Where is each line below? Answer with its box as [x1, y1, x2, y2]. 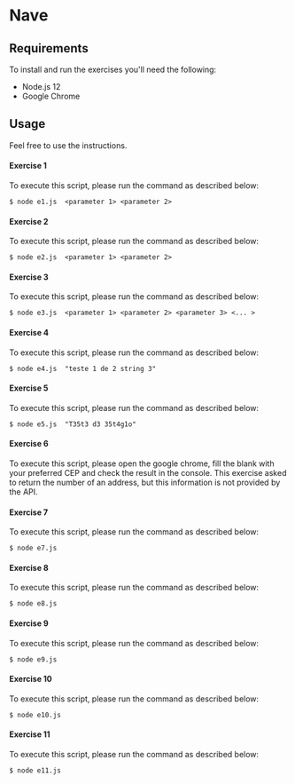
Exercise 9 [9, 618, 49, 629]
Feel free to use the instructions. [9, 139, 128, 151]
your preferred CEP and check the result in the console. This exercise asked [9, 468, 287, 479]
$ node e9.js [9, 654, 58, 664]
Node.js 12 [21, 82, 61, 91]
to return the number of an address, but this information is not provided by [9, 477, 281, 488]
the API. [9, 487, 38, 497]
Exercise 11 [9, 729, 50, 740]
